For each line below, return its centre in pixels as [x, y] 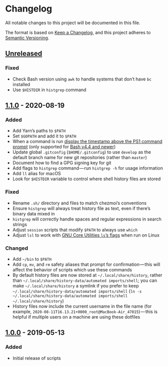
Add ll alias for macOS [37, 174]
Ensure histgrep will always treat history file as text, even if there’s [81, 208]
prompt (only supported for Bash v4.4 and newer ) [64, 147]
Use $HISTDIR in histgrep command [49, 90]
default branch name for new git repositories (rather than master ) [80, 158]
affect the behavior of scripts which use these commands [72, 269]
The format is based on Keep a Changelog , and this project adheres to [78, 32]
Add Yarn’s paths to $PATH [39, 131]
